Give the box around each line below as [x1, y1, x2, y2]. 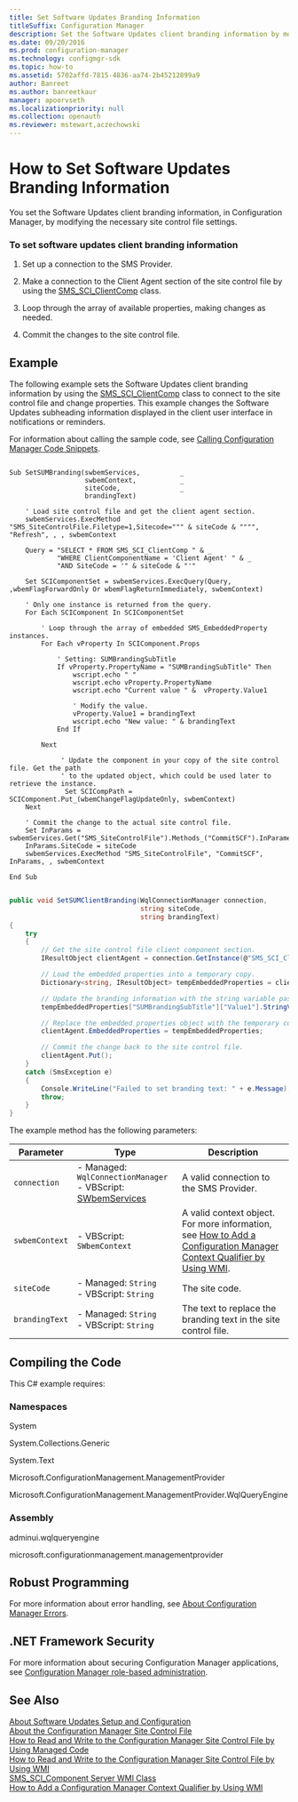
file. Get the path [9, 764, 82, 773]
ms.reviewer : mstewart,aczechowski [9, 121, 141, 130]
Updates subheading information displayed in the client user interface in [9, 407, 273, 418]
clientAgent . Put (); [41, 1051, 114, 1061]
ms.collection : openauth [9, 112, 101, 121]
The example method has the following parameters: [9, 1125, 198, 1136]
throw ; [41, 1093, 66, 1101]
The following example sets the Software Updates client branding [9, 379, 248, 389]
